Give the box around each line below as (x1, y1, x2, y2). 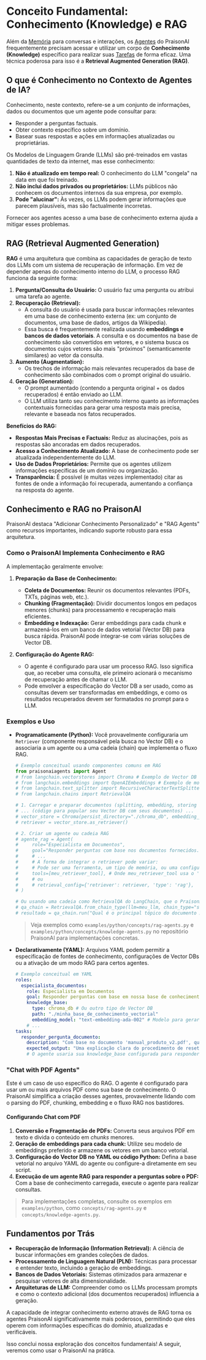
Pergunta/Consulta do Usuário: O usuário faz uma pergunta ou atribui (15, 286, 194, 293)
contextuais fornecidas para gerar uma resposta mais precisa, (24, 404, 181, 411)
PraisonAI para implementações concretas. (30, 934, 140, 941)
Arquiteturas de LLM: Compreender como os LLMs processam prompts (15, 1284, 198, 1291)
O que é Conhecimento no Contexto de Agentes (6, 75, 192, 85)
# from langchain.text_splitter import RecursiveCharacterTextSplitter (15, 785, 202, 792)
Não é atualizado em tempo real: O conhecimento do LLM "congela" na (15, 169, 197, 176)
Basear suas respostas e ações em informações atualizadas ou (15, 132, 175, 140)
